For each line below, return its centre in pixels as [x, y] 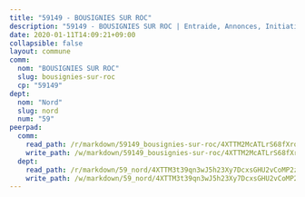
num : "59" [36, 119]
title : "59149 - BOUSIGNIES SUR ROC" [81, 18]
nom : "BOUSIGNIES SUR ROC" [69, 69]
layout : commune [40, 52]
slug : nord [38, 111]
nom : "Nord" [40, 102]
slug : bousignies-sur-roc [67, 77]
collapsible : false [46, 43]
